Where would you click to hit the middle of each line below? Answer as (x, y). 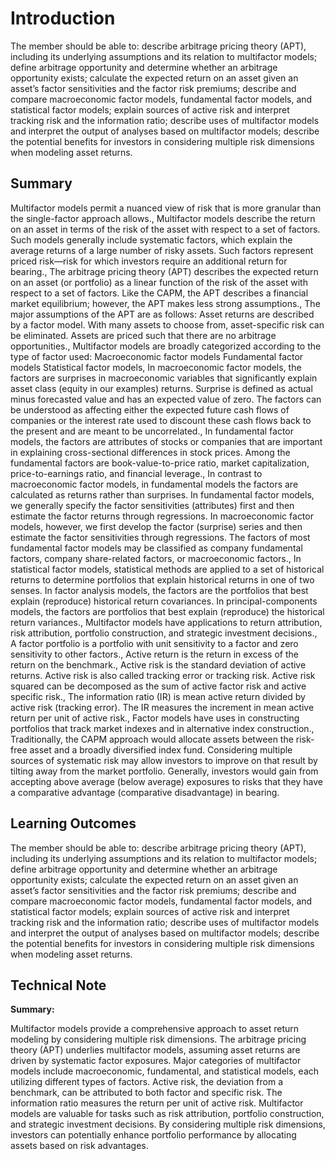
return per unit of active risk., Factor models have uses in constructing (155, 718)
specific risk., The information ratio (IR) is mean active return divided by (158, 696)
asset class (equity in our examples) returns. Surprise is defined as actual (161, 388)
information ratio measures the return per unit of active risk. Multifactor (157, 1103)
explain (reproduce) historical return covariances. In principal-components (164, 601)
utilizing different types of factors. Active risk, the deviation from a (147, 1082)
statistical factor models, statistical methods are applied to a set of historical (167, 569)
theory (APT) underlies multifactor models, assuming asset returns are (155, 1050)
